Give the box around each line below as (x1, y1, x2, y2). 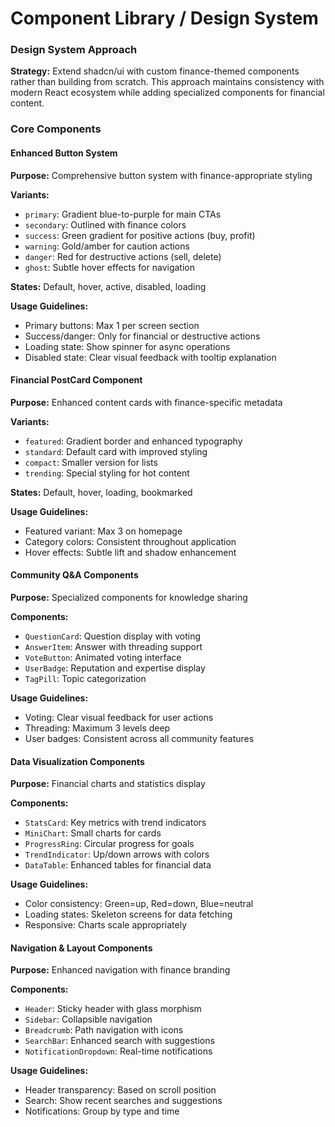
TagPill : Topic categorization (24, 673, 147, 685)
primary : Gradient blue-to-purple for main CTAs (24, 208, 222, 220)
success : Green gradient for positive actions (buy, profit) (24, 229, 256, 241)
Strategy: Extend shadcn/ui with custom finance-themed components (10, 65, 300, 77)
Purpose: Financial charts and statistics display (10, 778, 206, 790)
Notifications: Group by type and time (24, 1105, 180, 1117)
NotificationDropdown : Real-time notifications (24, 1045, 213, 1057)
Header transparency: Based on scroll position (24, 1084, 217, 1096)
